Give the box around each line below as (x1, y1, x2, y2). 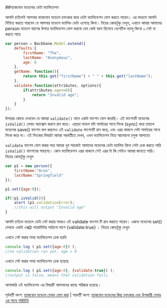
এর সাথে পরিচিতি (5, 297, 29, 303)
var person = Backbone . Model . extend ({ (5, 41, 86, 46)
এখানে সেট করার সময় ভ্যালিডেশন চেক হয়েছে (5, 258, 69, 264)
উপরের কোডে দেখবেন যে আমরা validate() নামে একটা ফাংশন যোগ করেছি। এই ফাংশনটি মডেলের (5, 115, 150, 122)
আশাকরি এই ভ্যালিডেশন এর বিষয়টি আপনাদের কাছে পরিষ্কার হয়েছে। (5, 281, 101, 287)
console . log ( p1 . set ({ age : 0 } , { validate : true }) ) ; (5, 268, 115, 273)
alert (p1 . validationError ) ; (14, 200, 75, 205)
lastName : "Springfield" (14, 173, 64, 178)
